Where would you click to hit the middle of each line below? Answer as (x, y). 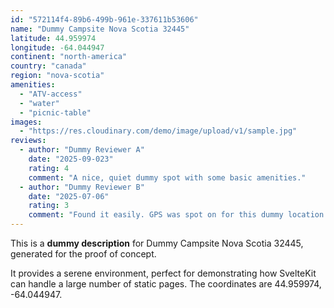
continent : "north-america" (69, 57)
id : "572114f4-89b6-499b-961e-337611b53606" (104, 19)
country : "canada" (48, 66)
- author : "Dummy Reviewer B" (82, 187)
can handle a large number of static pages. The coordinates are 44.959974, (166, 284)
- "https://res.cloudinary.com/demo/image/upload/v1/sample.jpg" (158, 131)
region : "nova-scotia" (57, 76)
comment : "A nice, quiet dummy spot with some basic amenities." (167, 177)
